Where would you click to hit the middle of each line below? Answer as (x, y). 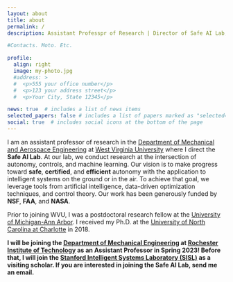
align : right (32, 65)
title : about (26, 20)
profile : (20, 58)
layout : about (28, 14)
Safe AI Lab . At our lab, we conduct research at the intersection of (102, 156)
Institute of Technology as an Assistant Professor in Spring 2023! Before (114, 250)
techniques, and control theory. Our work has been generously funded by (112, 193)
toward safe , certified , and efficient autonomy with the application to (107, 172)
